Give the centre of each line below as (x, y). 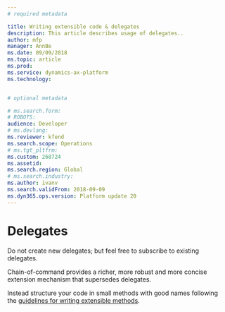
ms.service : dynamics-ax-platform (58, 72)
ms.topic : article (34, 60)
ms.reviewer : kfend (36, 137)
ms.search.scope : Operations (50, 143)
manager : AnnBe (30, 47)
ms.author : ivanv (33, 183)
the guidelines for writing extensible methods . (74, 300)
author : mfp (25, 40)
